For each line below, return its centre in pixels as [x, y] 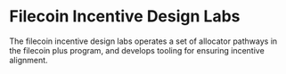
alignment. [29, 60]
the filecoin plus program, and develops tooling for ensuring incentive [137, 50]
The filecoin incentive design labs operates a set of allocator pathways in [143, 41]
